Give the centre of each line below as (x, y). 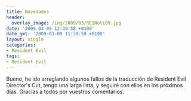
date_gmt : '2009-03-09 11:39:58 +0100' (56, 34)
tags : (13, 56)
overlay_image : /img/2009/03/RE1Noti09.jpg (66, 23)
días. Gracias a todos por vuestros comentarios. (65, 91)
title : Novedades (28, 12)
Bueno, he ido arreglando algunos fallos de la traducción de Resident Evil (96, 79)
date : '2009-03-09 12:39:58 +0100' (50, 28)
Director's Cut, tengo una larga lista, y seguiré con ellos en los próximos (95, 85)
